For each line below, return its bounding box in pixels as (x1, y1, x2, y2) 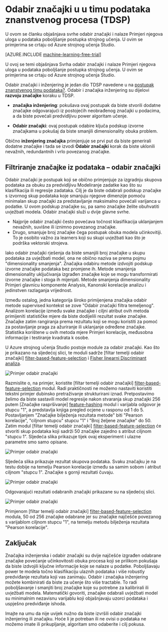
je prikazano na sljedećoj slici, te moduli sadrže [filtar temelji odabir (5, 350, 144, 356)
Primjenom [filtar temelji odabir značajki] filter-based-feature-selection (5, 508, 152, 514)
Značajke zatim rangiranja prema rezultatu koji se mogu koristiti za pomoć (5, 318, 158, 324)
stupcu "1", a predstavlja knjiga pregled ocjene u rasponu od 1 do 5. (5, 407, 144, 413)
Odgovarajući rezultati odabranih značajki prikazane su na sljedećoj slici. (5, 488, 155, 495)
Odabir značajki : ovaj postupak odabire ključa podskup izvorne (12, 123, 144, 129)
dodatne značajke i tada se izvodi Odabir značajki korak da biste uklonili (5, 143, 155, 149)
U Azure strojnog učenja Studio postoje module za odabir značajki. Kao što (5, 344, 160, 350)
